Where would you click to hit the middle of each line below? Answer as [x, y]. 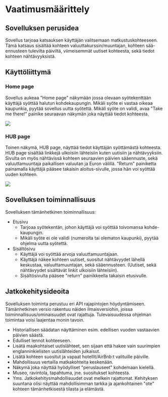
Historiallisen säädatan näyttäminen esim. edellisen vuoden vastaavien [86, 330]
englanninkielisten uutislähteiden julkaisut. [57, 351]
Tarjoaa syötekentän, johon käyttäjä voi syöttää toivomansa [81, 227]
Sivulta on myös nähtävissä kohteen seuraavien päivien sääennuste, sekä [81, 158]
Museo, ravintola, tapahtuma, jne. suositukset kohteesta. [71, 373]
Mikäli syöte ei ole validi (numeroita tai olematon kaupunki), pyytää [89, 238]
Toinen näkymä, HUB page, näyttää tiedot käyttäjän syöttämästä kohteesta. [83, 147]
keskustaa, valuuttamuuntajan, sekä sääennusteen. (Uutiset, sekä [88, 265]
